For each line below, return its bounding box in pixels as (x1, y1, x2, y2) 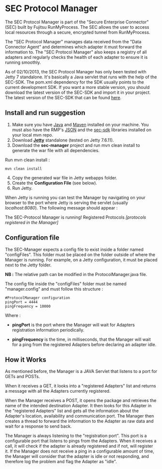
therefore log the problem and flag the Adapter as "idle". (5, 459, 117, 465)
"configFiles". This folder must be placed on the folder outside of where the (5, 251, 156, 258)
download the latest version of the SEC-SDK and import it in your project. (5, 89, 151, 95)
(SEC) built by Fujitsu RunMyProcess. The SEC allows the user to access (5, 24, 149, 30)
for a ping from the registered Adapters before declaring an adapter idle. (12, 341, 157, 347)
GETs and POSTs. (5, 374, 40, 380)
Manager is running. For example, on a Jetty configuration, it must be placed (5, 257, 158, 262)
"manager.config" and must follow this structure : (5, 286, 103, 292)
